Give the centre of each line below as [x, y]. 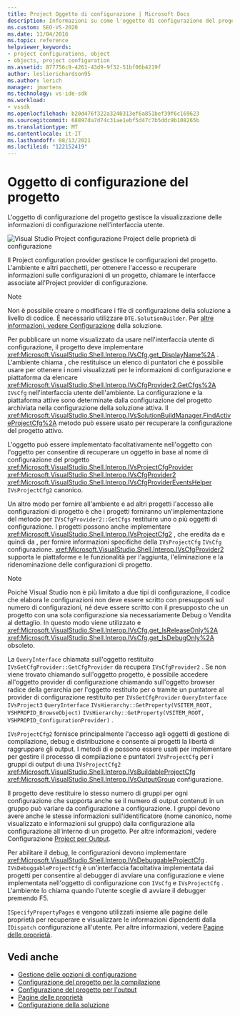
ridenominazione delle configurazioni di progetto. [80, 564]
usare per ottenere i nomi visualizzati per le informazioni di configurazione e [119, 370]
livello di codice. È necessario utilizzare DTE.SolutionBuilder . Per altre [111, 318]
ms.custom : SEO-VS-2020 [43, 27]
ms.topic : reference [38, 41]
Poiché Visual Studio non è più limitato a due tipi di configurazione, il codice [119, 592]
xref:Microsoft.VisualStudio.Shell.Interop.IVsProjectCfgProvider [100, 467]
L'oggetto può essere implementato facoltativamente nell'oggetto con [110, 444]
